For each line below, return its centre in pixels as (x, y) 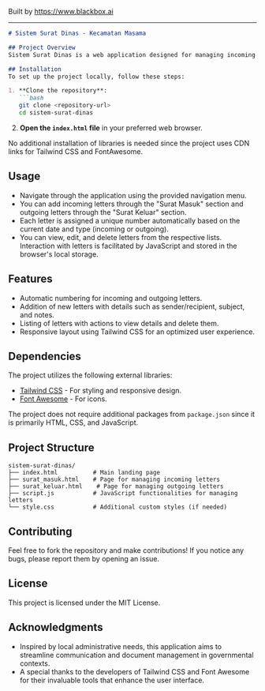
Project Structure (51, 447)
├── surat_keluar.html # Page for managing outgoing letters (116, 486)
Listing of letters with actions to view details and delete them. (119, 323)
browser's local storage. (59, 254)
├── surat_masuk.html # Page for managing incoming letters (114, 480)
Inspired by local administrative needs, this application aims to (121, 646)
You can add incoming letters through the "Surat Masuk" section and (131, 204)
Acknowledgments (56, 627)
